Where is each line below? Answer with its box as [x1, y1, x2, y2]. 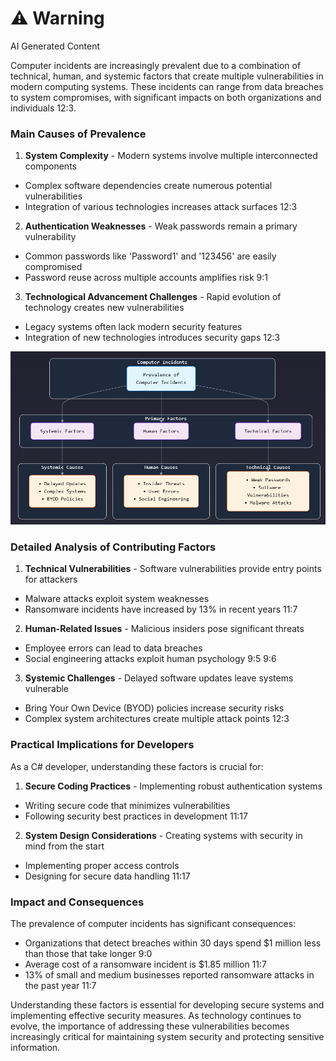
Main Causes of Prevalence [10, 127, 147, 141]
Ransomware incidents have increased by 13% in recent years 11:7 [24, 603, 298, 616]
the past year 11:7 [24, 979, 97, 991]
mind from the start [24, 840, 105, 852]
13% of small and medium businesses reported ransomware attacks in [24, 968, 315, 981]
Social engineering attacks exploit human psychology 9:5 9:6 [24, 653, 277, 665]
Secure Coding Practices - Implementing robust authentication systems [24, 780, 323, 792]
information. [10, 1041, 61, 1053]
